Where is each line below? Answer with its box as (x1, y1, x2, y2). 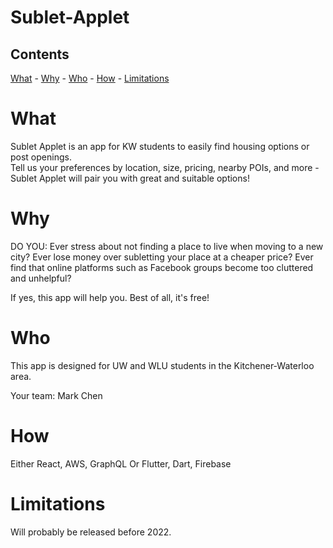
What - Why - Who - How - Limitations (10, 72, 170, 84)
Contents (10, 46, 70, 63)
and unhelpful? (10, 272, 72, 284)
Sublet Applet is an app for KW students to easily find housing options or (10, 140, 310, 152)
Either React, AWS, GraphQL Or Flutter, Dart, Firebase (10, 457, 232, 470)
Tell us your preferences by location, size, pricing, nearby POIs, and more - (10, 161, 320, 173)
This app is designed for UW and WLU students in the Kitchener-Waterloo (10, 359, 315, 371)
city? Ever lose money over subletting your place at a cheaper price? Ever (10, 251, 314, 263)
